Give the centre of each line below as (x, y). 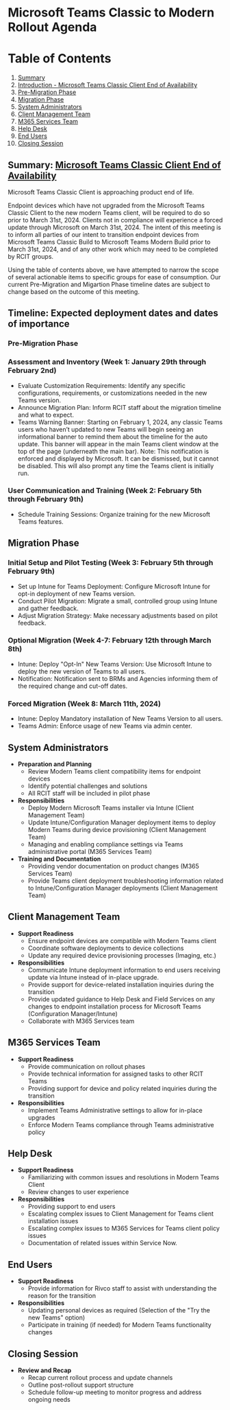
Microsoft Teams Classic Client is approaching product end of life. (101, 192)
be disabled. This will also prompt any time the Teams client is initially (116, 465)
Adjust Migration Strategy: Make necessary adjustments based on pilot (118, 615)
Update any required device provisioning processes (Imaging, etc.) (122, 955)
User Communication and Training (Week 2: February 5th (105, 491)
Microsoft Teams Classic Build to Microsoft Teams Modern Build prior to (109, 242)
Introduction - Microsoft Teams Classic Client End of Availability (107, 85)
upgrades (41, 1118)
